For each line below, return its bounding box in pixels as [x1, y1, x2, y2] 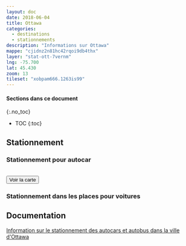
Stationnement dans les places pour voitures [6, 192, 141, 200]
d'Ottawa [6, 233, 29, 240]
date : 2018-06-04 [6, 14, 50, 20]
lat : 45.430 [6, 65, 36, 71]
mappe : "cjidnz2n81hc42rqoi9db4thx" [6, 48, 98, 54]
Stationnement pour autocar [6, 155, 92, 163]
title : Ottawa [6, 20, 42, 26]
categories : [6, 25, 36, 32]
